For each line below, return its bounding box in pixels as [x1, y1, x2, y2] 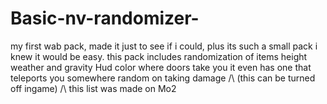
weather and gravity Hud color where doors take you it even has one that [10, 61, 312, 73]
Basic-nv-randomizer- [10, 7, 200, 30]
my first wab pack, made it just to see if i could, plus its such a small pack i [10, 40, 318, 52]
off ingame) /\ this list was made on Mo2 [10, 82, 177, 94]
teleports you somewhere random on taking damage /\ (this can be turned [10, 72, 316, 84]
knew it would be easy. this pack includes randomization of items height [10, 50, 308, 62]
